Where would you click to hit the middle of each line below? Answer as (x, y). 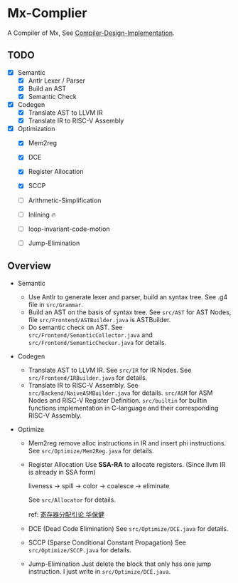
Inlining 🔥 (42, 215)
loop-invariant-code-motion (69, 229)
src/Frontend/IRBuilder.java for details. (88, 377)
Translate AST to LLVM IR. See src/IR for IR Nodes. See (110, 370)
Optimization (36, 129)
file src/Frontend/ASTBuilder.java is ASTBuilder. (99, 319)
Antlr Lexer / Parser (57, 81)
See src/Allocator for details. (72, 500)
